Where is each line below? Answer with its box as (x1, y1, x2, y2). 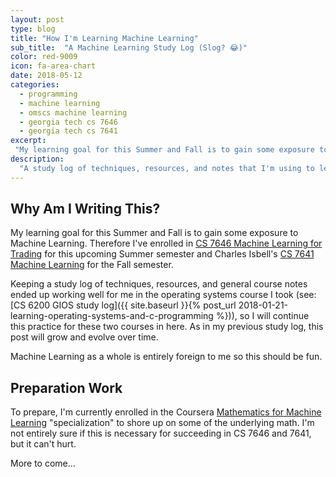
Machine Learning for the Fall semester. (10, 259, 174, 271)
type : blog (10, 24, 56, 34)
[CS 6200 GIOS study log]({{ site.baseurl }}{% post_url (10, 299, 237, 311)
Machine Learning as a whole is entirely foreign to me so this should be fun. (10, 351, 323, 363)
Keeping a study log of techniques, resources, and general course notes (10, 278, 308, 290)
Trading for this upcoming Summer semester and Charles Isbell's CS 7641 (10, 248, 315, 260)
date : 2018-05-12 (10, 71, 83, 81)
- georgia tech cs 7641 (19, 126, 118, 136)
